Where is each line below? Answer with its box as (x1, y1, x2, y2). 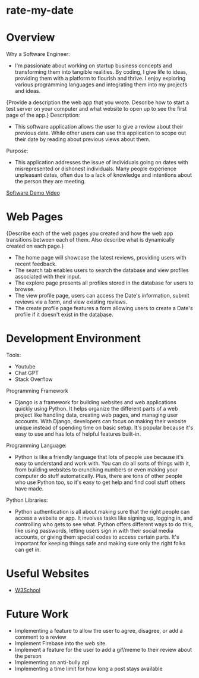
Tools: (6, 352, 21, 358)
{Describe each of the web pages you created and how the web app (6, 230, 173, 237)
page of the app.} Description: (6, 111, 80, 119)
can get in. (14, 546, 41, 553)
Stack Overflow (14, 376, 53, 383)
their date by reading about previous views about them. (14, 136, 150, 143)
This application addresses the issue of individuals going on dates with (14, 159, 188, 166)
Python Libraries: (6, 496, 48, 504)
